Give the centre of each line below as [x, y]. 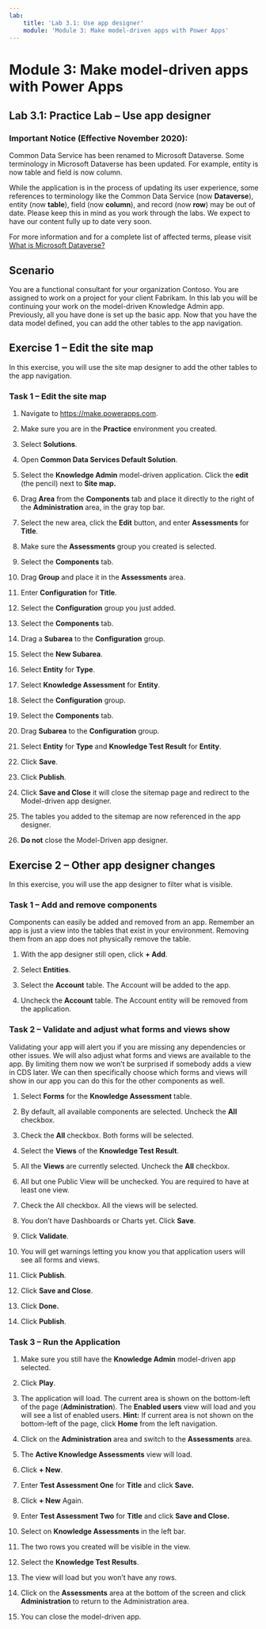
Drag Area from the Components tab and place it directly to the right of [137, 499]
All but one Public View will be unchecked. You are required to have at [135, 1181]
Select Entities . [46, 970]
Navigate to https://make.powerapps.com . [89, 414]
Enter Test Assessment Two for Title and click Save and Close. [125, 1515]
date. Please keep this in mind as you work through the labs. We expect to [130, 213]
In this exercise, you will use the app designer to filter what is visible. [121, 884]
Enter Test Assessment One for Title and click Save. [107, 1485]
